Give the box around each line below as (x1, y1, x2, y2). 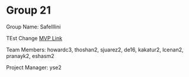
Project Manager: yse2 (6, 63, 62, 71)
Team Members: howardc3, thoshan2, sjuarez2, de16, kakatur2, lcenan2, (6, 46, 184, 53)
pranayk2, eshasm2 (6, 52, 55, 59)
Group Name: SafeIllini (6, 23, 61, 30)
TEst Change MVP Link (6, 34, 63, 41)
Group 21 (6, 4, 52, 17)
